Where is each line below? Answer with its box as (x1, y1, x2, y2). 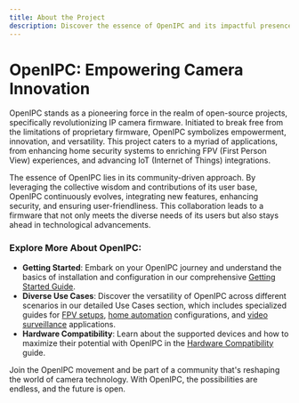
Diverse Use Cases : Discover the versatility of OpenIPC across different (21, 290, 287, 301)
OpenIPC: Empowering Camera (9, 60, 244, 80)
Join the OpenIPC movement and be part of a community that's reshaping (9, 364, 280, 375)
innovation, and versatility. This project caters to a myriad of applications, (9, 136, 279, 147)
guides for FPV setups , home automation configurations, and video (21, 309, 269, 320)
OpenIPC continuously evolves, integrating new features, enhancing (9, 191, 259, 202)
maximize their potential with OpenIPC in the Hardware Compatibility (21, 337, 274, 348)
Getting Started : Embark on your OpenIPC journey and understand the (21, 262, 282, 272)
